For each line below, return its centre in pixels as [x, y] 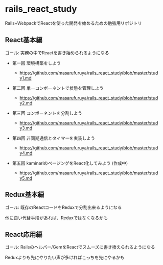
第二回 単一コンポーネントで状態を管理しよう [58, 88]
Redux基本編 [25, 194]
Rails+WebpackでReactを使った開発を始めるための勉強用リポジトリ [74, 23]
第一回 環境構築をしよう [36, 63]
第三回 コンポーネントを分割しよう [47, 113]
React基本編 [24, 40]
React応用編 [24, 234]
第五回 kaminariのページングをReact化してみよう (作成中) [70, 163]
